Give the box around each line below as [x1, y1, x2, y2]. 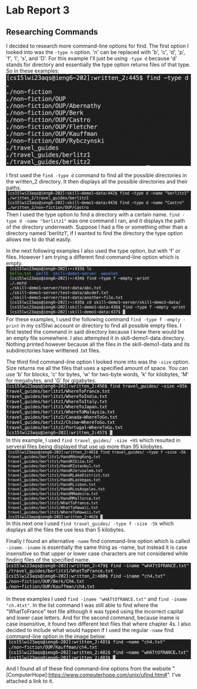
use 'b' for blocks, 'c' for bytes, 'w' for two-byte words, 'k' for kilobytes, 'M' [6, 371, 189, 378]
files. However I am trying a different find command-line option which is [6, 253, 179, 260]
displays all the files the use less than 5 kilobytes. [6, 526, 125, 533]
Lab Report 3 [6, 4, 70, 17]
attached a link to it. [6, 678, 54, 685]
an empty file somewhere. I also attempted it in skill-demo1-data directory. [6, 334, 186, 341]
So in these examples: [6, 67, 60, 74]
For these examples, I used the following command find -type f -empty [6, 315, 181, 323]
